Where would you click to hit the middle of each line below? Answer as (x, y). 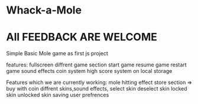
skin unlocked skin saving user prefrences (58, 95)
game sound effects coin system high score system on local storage (89, 71)
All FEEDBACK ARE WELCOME (82, 37)
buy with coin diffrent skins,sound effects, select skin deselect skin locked (97, 89)
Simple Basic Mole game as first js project (57, 53)
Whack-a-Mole (44, 10)
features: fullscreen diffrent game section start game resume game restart (97, 65)
